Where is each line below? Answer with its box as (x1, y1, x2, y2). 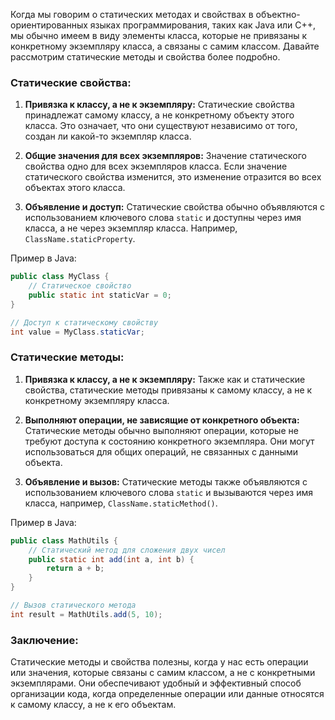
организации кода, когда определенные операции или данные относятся (10, 688, 325, 700)
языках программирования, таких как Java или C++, (89, 19, 317, 31)
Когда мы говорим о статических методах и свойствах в (10, 9, 254, 20)
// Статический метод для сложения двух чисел (28, 545, 226, 555)
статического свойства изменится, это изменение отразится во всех (24, 171, 322, 183)
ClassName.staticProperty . (24, 233, 136, 245)
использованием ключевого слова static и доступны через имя (24, 212, 302, 224)
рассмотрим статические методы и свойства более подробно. (10, 51, 281, 63)
